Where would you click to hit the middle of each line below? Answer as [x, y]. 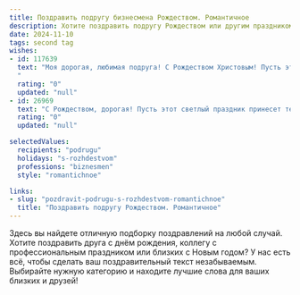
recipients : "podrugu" [59, 150]
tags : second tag [42, 42]
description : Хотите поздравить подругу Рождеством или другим [129, 26]
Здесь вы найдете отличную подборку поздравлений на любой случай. [146, 233]
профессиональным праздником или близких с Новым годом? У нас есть [150, 252]
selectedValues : [39, 142]
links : [21, 191]
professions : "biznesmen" [66, 166]
